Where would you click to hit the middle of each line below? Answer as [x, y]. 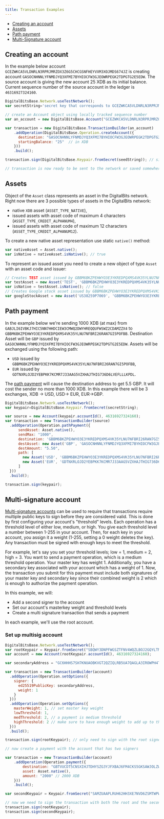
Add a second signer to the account [48, 602]
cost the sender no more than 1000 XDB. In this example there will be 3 [76, 389]
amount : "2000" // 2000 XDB [51, 776]
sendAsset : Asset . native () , [47, 430]
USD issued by [26, 359]
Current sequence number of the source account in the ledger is [70, 87]
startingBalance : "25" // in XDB [53, 142]
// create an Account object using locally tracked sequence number [76, 115]
